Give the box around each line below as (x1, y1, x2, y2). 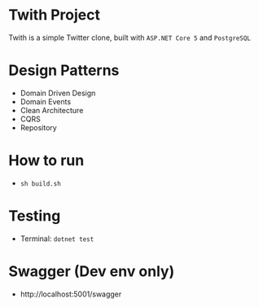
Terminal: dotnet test (20, 234, 94, 243)
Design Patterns (8, 61, 120, 80)
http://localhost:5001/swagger (20, 289, 122, 299)
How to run (8, 151, 85, 170)
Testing (8, 207, 61, 225)
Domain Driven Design (20, 88, 96, 98)
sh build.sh (20, 179, 61, 188)
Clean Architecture (20, 105, 84, 115)
